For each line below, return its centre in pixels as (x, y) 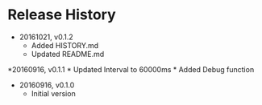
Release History (62, 15)
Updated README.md (68, 54)
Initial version (53, 93)
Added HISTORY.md (65, 45)
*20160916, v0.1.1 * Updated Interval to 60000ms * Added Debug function (131, 69)
